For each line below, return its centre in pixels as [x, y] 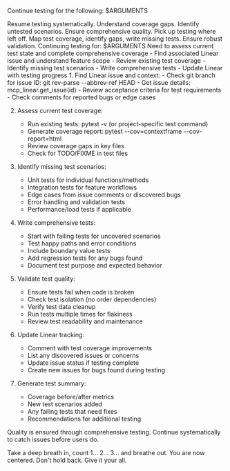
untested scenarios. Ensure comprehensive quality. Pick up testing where [112, 31]
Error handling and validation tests [76, 202]
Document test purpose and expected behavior [95, 265]
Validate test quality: [46, 279]
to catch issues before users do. [53, 439]
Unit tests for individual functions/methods [88, 180]
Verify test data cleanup [61, 307]
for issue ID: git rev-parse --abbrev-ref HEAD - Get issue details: [99, 82]
